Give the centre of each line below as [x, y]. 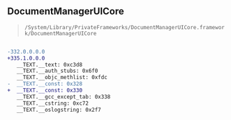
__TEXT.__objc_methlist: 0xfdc [62, 78]
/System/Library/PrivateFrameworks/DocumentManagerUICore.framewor [124, 27]
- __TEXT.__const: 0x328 [45, 84]
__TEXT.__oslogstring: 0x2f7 [59, 110]
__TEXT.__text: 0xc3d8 [49, 65]
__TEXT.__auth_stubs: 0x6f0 [57, 71]
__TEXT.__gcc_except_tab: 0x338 [64, 96]
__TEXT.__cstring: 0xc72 [53, 103]
